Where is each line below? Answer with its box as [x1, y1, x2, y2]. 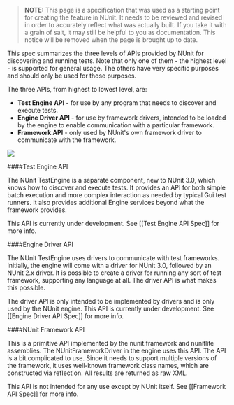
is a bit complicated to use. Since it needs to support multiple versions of [7, 354, 217, 362]
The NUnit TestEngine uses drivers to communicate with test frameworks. [7, 254, 220, 262]
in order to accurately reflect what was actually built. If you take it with [24, 21, 227, 29]
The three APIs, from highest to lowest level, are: [7, 85, 147, 93]
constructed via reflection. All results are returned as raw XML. [7, 369, 188, 377]
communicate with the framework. [17, 136, 117, 144]
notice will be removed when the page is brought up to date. [24, 36, 198, 44]
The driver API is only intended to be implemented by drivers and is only [7, 297, 215, 305]
